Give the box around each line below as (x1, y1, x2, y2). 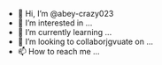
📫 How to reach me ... (17, 47, 100, 56)
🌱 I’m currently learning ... (17, 27, 112, 37)
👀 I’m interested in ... (17, 18, 93, 28)
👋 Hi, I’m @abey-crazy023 (17, 9, 114, 18)
